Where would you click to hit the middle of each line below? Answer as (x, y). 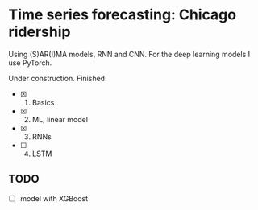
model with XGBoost (54, 198)
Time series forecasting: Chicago (122, 15)
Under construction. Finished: (58, 78)
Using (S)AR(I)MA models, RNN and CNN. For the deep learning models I (129, 54)
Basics (43, 102)
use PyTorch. (30, 63)
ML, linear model (60, 119)
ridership (40, 32)
